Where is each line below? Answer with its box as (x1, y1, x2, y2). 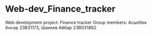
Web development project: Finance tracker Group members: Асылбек (5, 19, 147, 25)
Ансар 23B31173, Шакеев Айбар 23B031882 (5, 24, 97, 30)
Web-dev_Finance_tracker (5, 3, 116, 15)
